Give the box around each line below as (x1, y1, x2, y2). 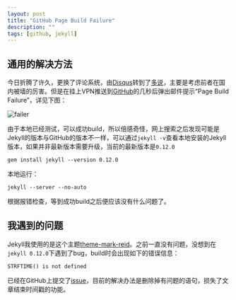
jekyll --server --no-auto (7, 184, 87, 191)
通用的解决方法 (7, 58, 73, 70)
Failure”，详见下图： (7, 96, 67, 105)
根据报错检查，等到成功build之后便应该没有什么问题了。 (7, 197, 171, 206)
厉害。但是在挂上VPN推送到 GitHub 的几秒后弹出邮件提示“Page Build (31, 87, 230, 96)
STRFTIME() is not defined (7, 262, 87, 270)
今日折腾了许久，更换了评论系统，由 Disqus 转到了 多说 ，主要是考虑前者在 (7, 79, 220, 87)
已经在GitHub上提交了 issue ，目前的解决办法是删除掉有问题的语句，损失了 (7, 276, 223, 284)
